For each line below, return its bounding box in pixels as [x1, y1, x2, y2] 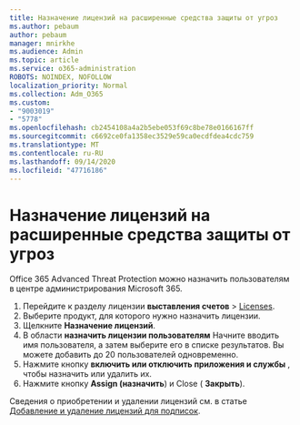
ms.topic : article [9, 56, 79, 65]
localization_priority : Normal [9, 81, 128, 90]
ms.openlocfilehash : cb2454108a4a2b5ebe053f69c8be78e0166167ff [9, 124, 255, 133]
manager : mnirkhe [9, 38, 75, 48]
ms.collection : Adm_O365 [9, 89, 104, 98]
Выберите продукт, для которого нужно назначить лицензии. [22, 310, 261, 321]
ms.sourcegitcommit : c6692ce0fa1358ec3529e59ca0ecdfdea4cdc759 [9, 132, 255, 141]
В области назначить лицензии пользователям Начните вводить [22, 329, 280, 341]
